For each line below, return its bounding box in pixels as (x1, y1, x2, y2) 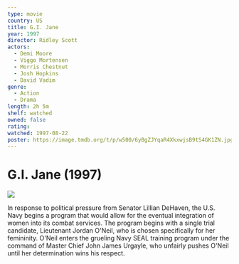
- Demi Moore (14, 51, 53, 58)
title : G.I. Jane (7, 23, 59, 31)
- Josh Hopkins (14, 70, 59, 77)
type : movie (7, 10, 43, 18)
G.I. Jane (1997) (7, 167, 102, 183)
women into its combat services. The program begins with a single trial (7, 218, 216, 228)
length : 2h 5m (7, 103, 50, 110)
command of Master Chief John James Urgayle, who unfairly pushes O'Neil (7, 241, 229, 250)
